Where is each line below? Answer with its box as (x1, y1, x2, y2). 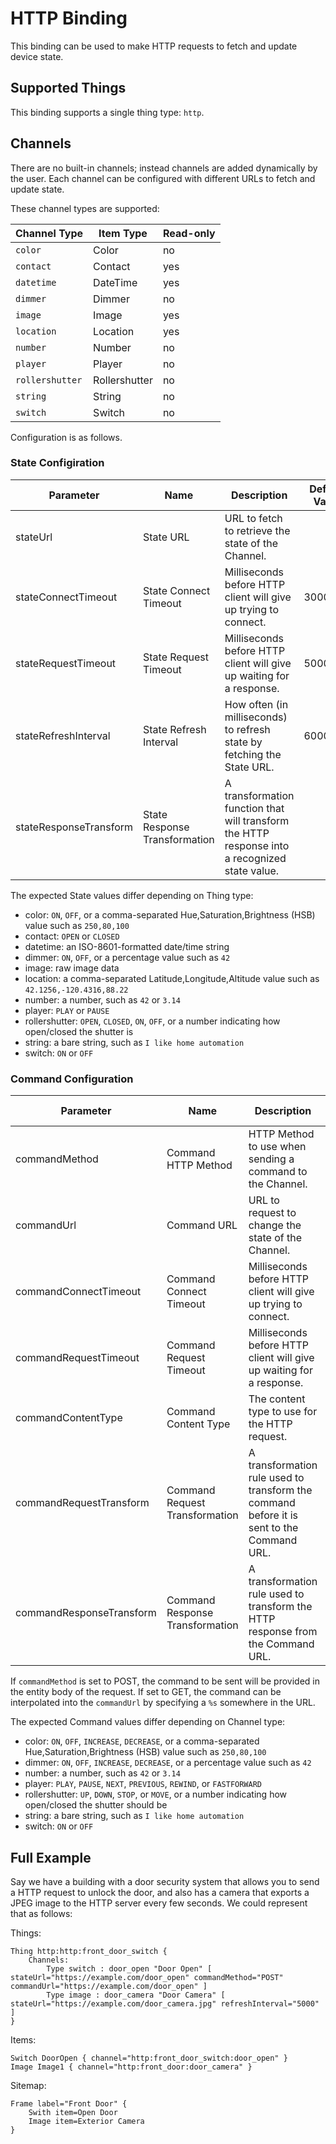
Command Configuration (10, 1072, 134, 1086)
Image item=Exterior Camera (28, 2116, 145, 2126)
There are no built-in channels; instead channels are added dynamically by (10, 162, 318, 174)
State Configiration (10, 456, 105, 470)
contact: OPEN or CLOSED (24, 930, 120, 942)
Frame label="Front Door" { (10, 2098, 128, 2109)
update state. (10, 183, 65, 195)
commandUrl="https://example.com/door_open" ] (10, 1981, 208, 1991)
